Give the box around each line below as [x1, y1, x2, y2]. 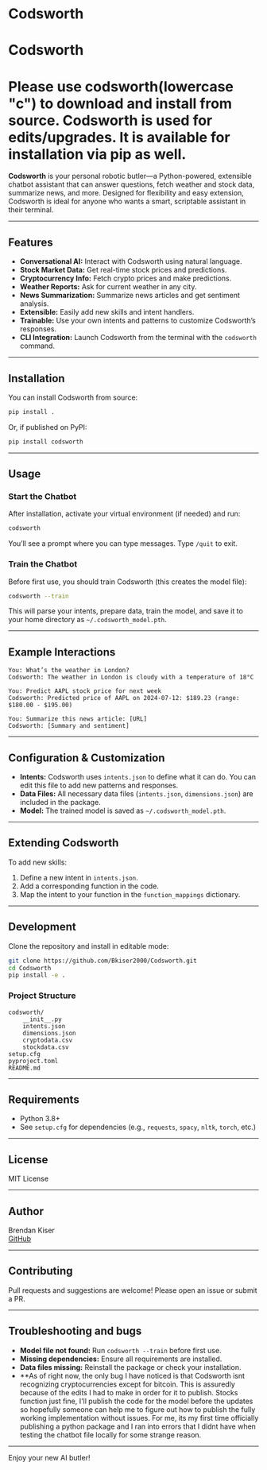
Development [8, 920, 77, 934]
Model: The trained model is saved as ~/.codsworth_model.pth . [19, 806, 226, 815]
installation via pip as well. [8, 145, 187, 163]
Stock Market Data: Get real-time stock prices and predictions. [19, 265, 227, 275]
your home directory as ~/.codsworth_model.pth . [8, 615, 167, 625]
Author [8, 1205, 44, 1218]
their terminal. [8, 205, 54, 215]
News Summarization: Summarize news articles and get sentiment [19, 291, 240, 300]
